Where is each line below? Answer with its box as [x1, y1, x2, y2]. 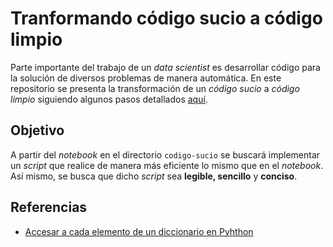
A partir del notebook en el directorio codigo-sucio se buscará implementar [10, 148, 321, 161]
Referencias [10, 199, 88, 216]
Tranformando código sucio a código [10, 7, 323, 30]
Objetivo [10, 122, 65, 139]
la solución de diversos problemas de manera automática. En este [10, 72, 282, 84]
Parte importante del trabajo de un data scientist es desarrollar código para [10, 61, 321, 73]
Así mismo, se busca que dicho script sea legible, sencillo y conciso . [10, 170, 298, 182]
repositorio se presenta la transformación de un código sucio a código [10, 82, 300, 94]
